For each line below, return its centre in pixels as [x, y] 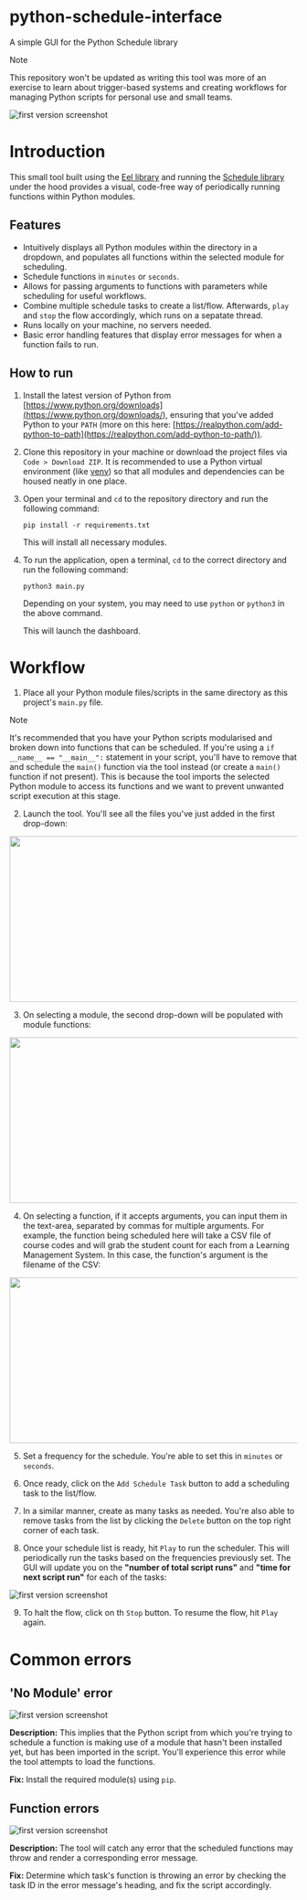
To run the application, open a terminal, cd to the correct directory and [155, 560]
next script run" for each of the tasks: [95, 1577]
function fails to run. [60, 344]
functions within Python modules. [72, 196]
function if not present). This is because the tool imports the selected [140, 777]
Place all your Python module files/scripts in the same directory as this [155, 693]
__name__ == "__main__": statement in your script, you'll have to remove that [153, 757]
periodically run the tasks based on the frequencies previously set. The [157, 1558]
